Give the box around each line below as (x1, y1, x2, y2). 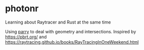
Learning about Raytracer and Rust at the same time (5, 19, 111, 25)
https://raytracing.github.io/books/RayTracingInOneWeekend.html (5, 39, 139, 45)
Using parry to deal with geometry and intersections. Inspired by (5, 28, 137, 34)
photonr (5, 3, 39, 14)
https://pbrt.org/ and (5, 34, 47, 40)
